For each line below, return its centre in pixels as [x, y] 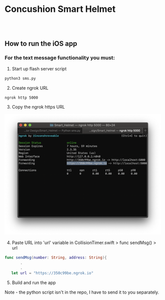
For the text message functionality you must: [60, 58]
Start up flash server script [39, 68]
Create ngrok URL [30, 88]
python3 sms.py [20, 78]
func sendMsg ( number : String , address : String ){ [56, 257]
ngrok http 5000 [21, 98]
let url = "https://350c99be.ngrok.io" [52, 273]
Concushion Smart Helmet [60, 9]
